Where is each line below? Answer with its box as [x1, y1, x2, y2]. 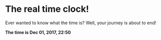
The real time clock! [5, 3, 89, 15]
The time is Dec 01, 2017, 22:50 [5, 29, 71, 35]
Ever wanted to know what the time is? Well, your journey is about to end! [5, 20, 156, 26]
